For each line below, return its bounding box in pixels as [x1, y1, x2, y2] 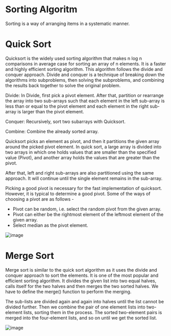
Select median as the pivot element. [12, 222, 88, 228]
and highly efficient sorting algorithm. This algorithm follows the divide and [5, 66, 163, 72]
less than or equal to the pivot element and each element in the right [5, 103, 149, 109]
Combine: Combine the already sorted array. [5, 128, 99, 134]
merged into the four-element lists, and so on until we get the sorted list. [5, 315, 157, 321]
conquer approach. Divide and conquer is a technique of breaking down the [5, 71, 165, 78]
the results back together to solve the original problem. [5, 82, 121, 88]
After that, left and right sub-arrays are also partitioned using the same [5, 170, 154, 176]
